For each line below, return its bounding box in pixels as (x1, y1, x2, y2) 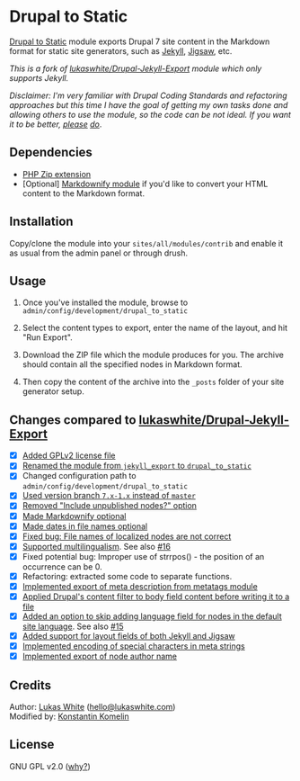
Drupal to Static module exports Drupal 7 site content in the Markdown (9, 36, 270, 47)
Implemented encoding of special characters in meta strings (22, 641, 245, 651)
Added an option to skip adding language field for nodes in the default (22, 611, 283, 622)
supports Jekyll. (9, 72, 69, 83)
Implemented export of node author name (22, 651, 178, 662)
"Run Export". (22, 332, 74, 343)
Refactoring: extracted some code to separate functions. (22, 570, 233, 581)
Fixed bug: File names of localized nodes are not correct (22, 531, 232, 542)
